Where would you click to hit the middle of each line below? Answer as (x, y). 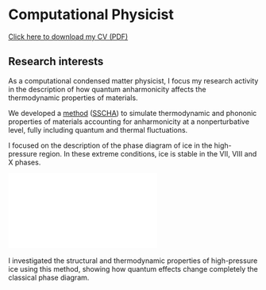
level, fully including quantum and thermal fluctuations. (98, 130)
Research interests (56, 62)
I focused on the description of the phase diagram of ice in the (110, 145)
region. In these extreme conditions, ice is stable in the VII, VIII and (148, 153)
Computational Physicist (91, 15)
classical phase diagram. (49, 277)
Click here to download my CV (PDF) (68, 37)
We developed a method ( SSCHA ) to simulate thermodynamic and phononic (133, 113)
